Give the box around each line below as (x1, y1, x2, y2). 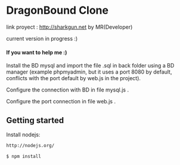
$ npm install (6, 153, 42, 159)
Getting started (6, 115, 64, 126)
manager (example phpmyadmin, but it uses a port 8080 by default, (6, 68, 172, 75)
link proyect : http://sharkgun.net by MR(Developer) (6, 23, 133, 30)
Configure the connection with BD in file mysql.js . (6, 86, 129, 93)
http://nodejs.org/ (6, 142, 55, 148)
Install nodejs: (6, 131, 41, 138)
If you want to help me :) (6, 48, 67, 56)
